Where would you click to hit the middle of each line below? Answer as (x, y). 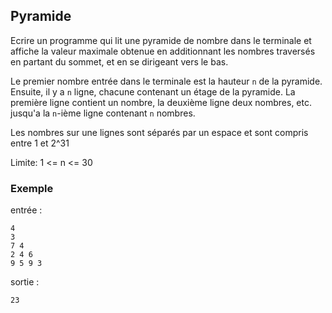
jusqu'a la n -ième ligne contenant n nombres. (103, 113)
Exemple (32, 188)
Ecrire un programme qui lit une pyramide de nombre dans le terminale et (161, 40)
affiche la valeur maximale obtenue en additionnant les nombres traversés (163, 51)
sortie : (25, 282)
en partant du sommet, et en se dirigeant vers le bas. (119, 61)
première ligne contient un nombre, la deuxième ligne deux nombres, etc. (161, 102)
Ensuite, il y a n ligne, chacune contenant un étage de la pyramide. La (153, 91)
